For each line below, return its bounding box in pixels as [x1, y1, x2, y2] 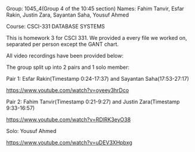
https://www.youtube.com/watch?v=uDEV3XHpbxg [6, 139, 132, 146]
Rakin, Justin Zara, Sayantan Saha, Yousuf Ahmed [6, 11, 129, 18]
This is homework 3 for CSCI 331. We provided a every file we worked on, [6, 34, 187, 41]
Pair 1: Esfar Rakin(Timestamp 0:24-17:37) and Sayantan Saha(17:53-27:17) [6, 75, 190, 82]
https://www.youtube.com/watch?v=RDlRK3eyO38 [6, 116, 131, 123]
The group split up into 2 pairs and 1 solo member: [6, 64, 130, 71]
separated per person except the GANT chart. [6, 41, 119, 47]
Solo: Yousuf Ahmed [6, 128, 57, 134]
